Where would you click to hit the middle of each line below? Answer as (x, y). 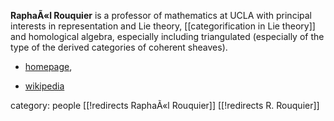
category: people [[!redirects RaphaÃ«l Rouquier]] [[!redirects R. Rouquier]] (165, 105)
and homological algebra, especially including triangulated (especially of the (167, 36)
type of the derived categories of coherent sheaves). (119, 47)
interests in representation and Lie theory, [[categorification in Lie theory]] (163, 26)
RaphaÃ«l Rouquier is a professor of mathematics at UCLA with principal (161, 15)
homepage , (48, 66)
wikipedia (44, 86)
